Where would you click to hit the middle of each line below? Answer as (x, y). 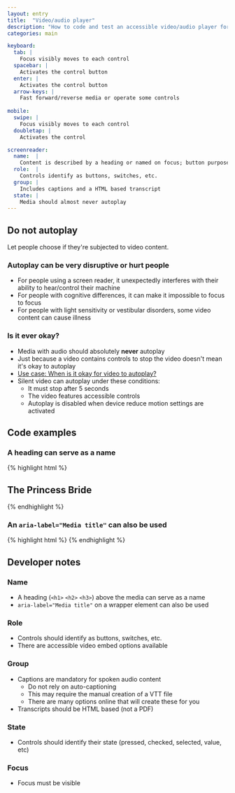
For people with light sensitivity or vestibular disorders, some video (114, 310)
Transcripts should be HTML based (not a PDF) (85, 709)
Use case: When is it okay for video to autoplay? (87, 373)
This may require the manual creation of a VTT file (100, 694)
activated (41, 411)
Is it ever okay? (33, 336)
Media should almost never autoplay (73, 202)
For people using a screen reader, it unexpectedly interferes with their (118, 280)
